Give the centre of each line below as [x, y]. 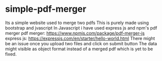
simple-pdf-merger [46, 9]
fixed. [11, 54]
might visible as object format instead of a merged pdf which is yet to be [79, 49]
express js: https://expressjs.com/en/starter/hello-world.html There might [80, 38]
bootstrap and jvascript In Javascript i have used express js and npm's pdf [81, 28]
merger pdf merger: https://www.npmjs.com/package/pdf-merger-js [75, 33]
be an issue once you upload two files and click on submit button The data [81, 43]
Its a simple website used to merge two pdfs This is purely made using [77, 23]
